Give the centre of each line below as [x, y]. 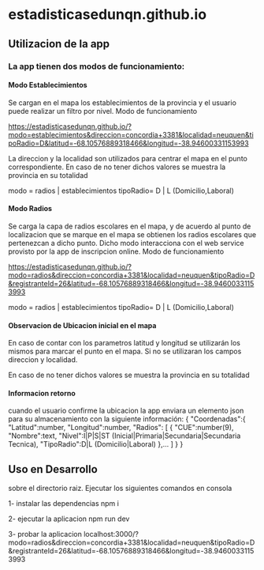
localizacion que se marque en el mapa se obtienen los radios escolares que [132, 234]
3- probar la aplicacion [45, 534]
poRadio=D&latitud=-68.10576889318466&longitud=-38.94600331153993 [129, 143]
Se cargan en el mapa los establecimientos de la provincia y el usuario [122, 102]
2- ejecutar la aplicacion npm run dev [69, 519]
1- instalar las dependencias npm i [64, 504]
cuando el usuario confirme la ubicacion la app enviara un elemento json [126, 411]
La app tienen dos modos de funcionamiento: [97, 66]
